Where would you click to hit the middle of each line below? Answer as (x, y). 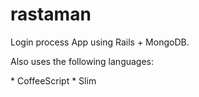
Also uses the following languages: (82, 61)
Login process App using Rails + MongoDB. (100, 42)
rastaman (51, 14)
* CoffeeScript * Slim (53, 80)
